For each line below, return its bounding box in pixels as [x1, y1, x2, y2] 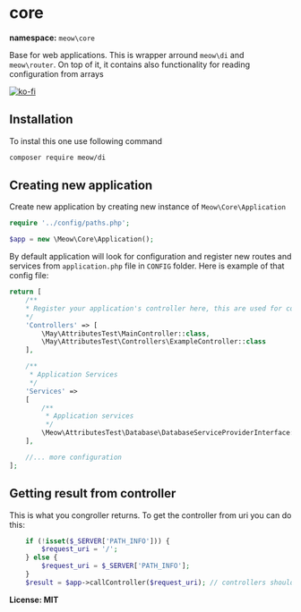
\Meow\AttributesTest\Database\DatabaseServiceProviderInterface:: [41, 429, 298, 438]
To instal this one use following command [9, 135, 163, 146]
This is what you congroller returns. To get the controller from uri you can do [9, 509, 292, 521]
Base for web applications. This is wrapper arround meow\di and [9, 49, 245, 60]
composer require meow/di [9, 153, 106, 162]
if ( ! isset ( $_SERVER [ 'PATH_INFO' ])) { [25, 536, 170, 546]
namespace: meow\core [9, 32, 96, 43]
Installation [9, 112, 73, 127]
